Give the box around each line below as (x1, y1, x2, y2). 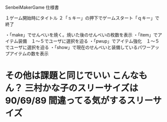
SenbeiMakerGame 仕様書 (5, 4, 59, 10)
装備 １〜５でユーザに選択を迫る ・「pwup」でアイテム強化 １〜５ (18, 38, 160, 44)
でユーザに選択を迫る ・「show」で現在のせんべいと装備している (5, 44, 138, 50)
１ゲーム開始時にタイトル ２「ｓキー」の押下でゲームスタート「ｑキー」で (5, 15, 160, 21)
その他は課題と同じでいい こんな (5, 70, 139, 81)
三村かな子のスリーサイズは (24, 82, 138, 94)
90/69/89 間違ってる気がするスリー (5, 95, 153, 106)
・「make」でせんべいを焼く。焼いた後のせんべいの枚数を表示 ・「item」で (5, 32, 158, 37)
